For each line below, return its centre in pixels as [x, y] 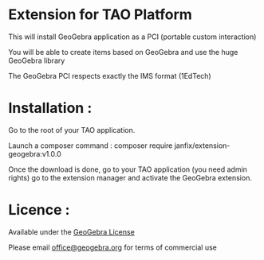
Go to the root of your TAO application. [72, 130]
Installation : [50, 108]
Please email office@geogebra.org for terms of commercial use [112, 247]
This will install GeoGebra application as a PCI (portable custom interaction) [132, 37]
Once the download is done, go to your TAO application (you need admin [128, 169]
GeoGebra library [37, 60]
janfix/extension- [202, 146]
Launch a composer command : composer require [91, 146]
